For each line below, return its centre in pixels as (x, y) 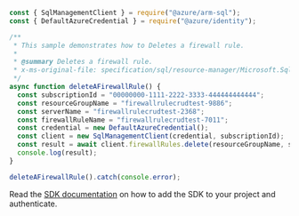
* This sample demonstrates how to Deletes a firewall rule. (129, 45)
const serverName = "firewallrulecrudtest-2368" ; (111, 111)
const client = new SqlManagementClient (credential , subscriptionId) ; (151, 136)
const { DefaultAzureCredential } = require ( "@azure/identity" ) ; (133, 21)
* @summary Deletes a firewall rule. (83, 62)
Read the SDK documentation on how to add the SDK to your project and (142, 194)
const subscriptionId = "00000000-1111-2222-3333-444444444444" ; (141, 95)
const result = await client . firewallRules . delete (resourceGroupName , (151, 145)
